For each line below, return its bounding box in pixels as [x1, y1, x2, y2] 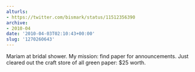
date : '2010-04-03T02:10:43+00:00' [6, 31, 95, 37]
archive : [6, 20, 28, 26]
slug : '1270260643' [6, 36, 55, 42]
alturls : [6, 8, 28, 15]
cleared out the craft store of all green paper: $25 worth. [6, 59, 146, 66]
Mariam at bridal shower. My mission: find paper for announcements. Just [6, 53, 189, 60]
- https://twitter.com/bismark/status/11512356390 [6, 14, 136, 20]
